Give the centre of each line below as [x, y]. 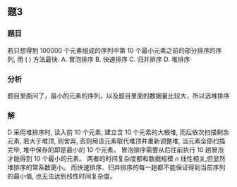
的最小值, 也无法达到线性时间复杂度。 [62, 176]
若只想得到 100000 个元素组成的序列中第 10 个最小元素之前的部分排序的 [112, 50]
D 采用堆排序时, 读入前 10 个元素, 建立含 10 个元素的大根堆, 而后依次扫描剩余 [118, 132]
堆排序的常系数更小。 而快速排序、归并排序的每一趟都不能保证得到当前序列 [116, 167]
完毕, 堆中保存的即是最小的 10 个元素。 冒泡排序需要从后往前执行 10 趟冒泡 [116, 150]
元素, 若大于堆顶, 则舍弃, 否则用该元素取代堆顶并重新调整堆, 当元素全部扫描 [116, 141]
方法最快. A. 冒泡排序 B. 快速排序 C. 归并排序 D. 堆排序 [111, 59]
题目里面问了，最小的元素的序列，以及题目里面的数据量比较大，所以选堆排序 [119, 96]
